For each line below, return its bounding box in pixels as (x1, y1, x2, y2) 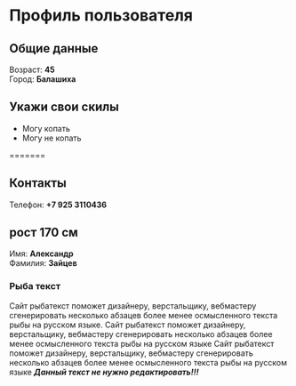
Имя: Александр (9, 248, 74, 259)
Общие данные (9, 41, 99, 56)
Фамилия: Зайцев (9, 258, 77, 269)
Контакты (9, 175, 67, 191)
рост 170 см (9, 225, 78, 240)
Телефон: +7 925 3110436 (9, 199, 108, 210)
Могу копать (21, 123, 71, 133)
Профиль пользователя (9, 5, 194, 26)
